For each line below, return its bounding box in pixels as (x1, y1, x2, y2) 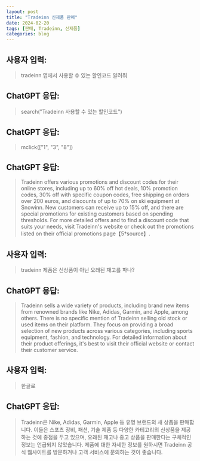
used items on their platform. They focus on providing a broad (20, 321, 174, 328)
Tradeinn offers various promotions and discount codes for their (20, 178, 179, 186)
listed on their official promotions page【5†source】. (20, 230, 150, 237)
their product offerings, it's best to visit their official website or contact (20, 340, 195, 347)
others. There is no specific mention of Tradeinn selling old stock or (20, 315, 187, 322)
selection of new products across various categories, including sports (20, 327, 193, 334)
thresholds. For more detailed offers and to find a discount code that (20, 217, 189, 224)
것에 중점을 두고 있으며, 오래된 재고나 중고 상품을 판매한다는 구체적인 (32, 433, 192, 441)
